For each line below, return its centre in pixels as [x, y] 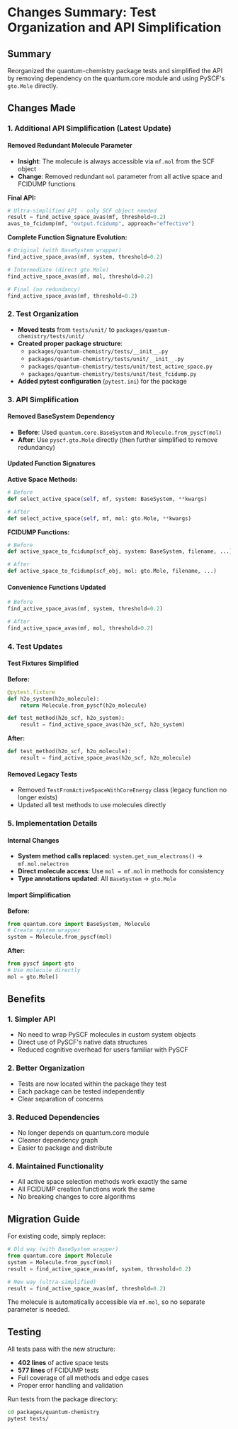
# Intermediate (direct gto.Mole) [58, 270]
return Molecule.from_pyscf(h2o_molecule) [84, 705]
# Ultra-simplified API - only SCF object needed [82, 210]
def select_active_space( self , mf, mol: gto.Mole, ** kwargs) [100, 518]
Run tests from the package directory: [63, 1399]
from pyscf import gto [41, 964]
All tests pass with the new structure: [61, 1349]
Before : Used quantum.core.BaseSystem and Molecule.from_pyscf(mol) [120, 432]
